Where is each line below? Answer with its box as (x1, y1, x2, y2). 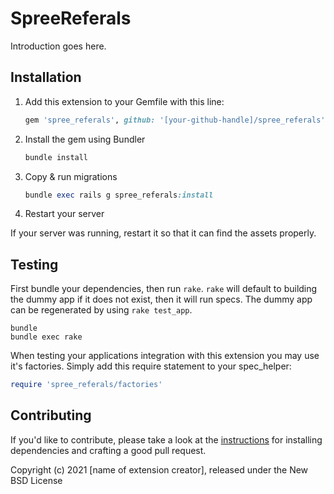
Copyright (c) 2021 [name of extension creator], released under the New (10, 463, 309, 476)
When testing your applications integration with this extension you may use (10, 350, 320, 362)
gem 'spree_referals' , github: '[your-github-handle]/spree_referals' (24, 115, 326, 125)
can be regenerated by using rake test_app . (10, 304, 193, 316)
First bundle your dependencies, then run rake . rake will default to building (10, 283, 318, 295)
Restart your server (24, 208, 105, 220)
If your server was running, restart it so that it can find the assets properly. (10, 227, 317, 239)
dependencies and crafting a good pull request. (10, 444, 207, 456)
